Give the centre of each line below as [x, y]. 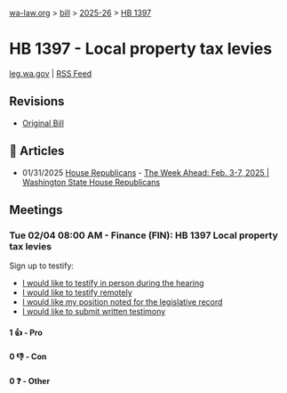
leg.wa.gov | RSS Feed [51, 73]
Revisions [37, 102]
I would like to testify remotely [77, 292]
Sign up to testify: [41, 266]
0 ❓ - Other [30, 381]
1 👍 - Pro [26, 332]
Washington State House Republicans [91, 182]
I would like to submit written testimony [94, 312]
